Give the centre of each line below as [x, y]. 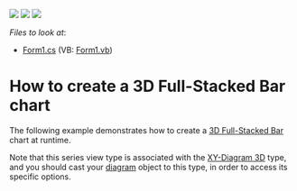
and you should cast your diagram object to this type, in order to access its [148, 167]
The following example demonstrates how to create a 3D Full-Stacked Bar [147, 130]
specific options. [41, 177]
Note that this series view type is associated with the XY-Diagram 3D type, [148, 157]
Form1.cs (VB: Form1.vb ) [67, 50]
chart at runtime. [40, 140]
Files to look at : [38, 32]
